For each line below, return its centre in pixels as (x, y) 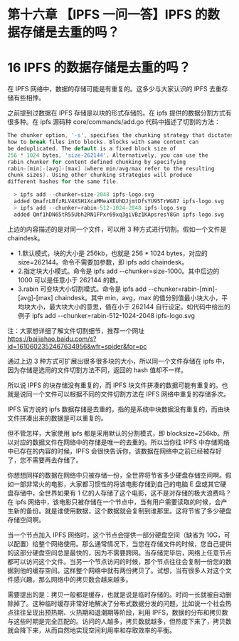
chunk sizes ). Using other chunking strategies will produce (100, 175)
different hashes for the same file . (63, 182)
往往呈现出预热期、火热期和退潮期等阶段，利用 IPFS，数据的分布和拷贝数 (121, 612)
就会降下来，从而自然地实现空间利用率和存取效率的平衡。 (91, 630)
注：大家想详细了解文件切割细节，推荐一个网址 (76, 330)
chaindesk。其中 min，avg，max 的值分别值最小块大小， (138, 297)
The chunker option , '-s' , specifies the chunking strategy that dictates (121, 135)
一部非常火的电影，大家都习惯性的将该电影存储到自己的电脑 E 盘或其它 (117, 484)
